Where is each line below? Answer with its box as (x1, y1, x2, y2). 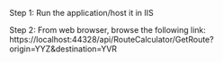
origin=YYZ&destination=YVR (9, 43, 118, 54)
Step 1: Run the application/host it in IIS (9, 8, 155, 18)
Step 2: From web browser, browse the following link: (9, 25, 207, 35)
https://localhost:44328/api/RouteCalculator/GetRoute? (9, 35, 214, 44)
